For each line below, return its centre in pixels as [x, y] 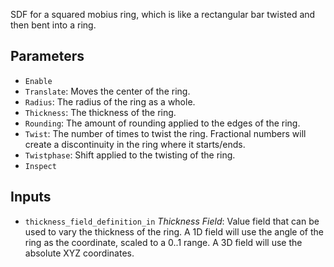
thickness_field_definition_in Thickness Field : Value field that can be [172, 221]
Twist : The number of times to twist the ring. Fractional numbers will [165, 133]
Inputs [31, 197]
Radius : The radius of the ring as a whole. [110, 101]
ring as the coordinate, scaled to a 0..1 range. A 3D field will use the [163, 242]
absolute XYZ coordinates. [79, 253]
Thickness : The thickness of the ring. [100, 112]
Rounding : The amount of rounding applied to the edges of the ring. [162, 123]
